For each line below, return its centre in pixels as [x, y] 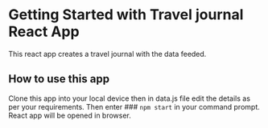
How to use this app [59, 79]
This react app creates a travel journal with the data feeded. [107, 54]
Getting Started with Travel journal [126, 15]
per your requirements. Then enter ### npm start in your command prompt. [134, 106]
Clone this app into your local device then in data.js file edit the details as [130, 98]
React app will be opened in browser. [70, 115]
